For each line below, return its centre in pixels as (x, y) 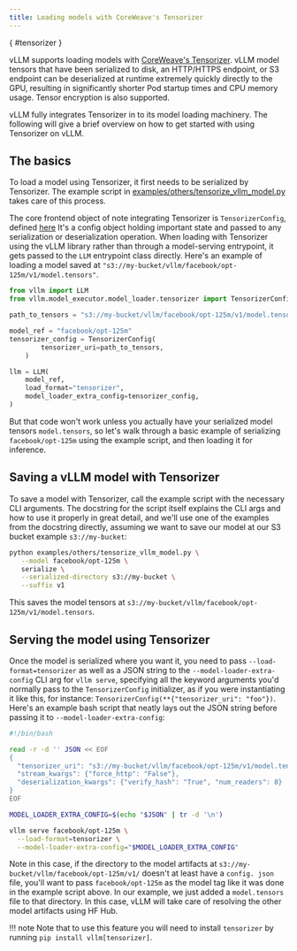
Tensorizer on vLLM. (46, 133)
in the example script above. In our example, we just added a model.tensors (147, 892)
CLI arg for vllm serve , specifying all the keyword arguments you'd (157, 679)
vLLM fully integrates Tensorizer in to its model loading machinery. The (138, 114)
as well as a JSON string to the (134, 670)
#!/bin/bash (31, 733)
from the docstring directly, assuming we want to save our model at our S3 (145, 526)
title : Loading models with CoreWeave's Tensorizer (106, 17)
